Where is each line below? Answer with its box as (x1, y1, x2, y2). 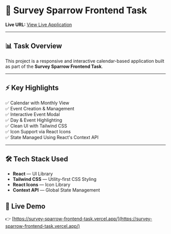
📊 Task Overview (5, 42, 62, 51)
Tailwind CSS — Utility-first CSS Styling (12, 176, 97, 182)
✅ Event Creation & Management (5, 105, 75, 111)
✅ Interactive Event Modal (5, 111, 60, 117)
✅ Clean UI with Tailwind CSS (5, 123, 68, 129)
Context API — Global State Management (12, 187, 100, 193)
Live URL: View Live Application (5, 21, 72, 28)
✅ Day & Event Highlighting (5, 117, 63, 123)
